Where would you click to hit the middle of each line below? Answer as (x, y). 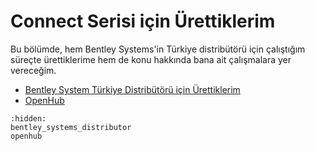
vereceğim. (33, 70)
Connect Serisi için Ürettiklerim (143, 21)
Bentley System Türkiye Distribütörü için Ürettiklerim (132, 89)
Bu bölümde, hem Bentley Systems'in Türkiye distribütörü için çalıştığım (158, 49)
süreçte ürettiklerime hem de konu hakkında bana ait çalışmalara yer (151, 59)
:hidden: (28, 118)
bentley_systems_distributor (71, 127)
